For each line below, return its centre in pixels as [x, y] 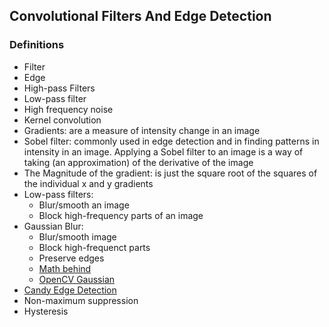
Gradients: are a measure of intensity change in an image [142, 130]
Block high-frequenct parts [94, 247]
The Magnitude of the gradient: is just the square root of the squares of [170, 173]
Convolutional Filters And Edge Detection [140, 16]
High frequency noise [68, 109]
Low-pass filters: [58, 194]
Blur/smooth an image [84, 205]
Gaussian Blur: [53, 226]
